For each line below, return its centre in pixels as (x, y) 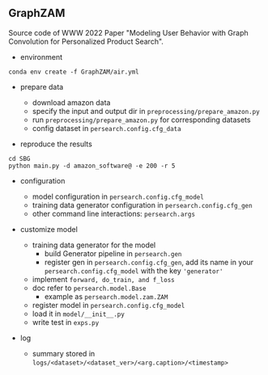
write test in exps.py (66, 322)
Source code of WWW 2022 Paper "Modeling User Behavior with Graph (128, 32)
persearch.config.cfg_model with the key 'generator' (134, 271)
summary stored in (64, 353)
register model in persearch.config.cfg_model (108, 305)
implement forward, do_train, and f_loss (104, 279)
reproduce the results (56, 144)
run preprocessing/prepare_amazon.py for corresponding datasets (141, 120)
